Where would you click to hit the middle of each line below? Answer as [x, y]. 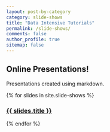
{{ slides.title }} [29, 110]
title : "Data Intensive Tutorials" [51, 23]
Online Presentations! [48, 69]
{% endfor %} [23, 124]
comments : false [26, 34]
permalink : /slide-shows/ [38, 28]
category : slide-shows [34, 17]
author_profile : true [33, 39]
